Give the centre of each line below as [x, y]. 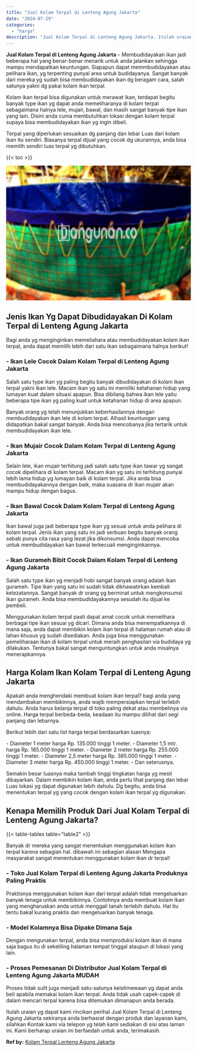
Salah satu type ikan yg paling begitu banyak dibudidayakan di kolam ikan [95, 381]
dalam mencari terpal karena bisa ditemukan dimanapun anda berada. [91, 1000]
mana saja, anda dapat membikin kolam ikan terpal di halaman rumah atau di [98, 629]
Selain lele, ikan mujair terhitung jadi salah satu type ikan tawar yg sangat [95, 466]
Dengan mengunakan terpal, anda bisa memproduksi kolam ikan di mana [94, 940]
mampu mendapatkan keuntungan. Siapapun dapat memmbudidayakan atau [98, 67]
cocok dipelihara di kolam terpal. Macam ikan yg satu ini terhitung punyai [94, 472]
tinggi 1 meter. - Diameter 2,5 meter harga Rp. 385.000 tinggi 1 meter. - [91, 756]
